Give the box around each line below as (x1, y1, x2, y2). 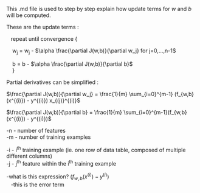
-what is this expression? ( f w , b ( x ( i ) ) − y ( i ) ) (6, 172, 109, 181)
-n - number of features (6, 127, 66, 134)
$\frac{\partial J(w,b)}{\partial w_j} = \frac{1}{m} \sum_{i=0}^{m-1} (6, 90, 173, 97)
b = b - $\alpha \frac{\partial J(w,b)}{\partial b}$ (12, 60, 133, 68)
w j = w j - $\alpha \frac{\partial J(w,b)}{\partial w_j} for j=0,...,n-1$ (12, 47, 176, 55)
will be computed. (6, 12, 51, 19)
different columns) (6, 152, 53, 160)
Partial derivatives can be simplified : (6, 79, 99, 86)
